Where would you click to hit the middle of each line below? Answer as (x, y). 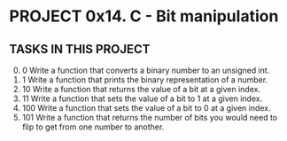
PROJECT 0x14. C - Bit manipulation (144, 16)
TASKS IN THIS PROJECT (80, 49)
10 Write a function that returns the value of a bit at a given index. (141, 89)
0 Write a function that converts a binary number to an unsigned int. (146, 70)
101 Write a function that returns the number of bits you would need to (149, 117)
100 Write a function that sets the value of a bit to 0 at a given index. (147, 108)
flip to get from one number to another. (93, 127)
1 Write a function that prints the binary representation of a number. (145, 80)
